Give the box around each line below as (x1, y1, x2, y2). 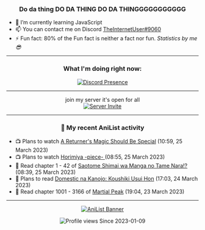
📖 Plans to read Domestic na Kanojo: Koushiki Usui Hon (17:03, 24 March (15, 174, 198, 182)
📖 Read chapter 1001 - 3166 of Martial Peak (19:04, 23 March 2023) (15, 188, 185, 195)
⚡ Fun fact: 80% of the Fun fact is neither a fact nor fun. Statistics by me (15, 35, 198, 42)
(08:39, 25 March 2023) (15, 168, 76, 176)
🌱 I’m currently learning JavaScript (15, 19, 103, 26)
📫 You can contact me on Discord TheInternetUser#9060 (15, 26, 162, 33)
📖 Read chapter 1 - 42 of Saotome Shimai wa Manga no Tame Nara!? (15, 162, 188, 169)
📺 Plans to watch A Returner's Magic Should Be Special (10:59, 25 (15, 137, 183, 145)
